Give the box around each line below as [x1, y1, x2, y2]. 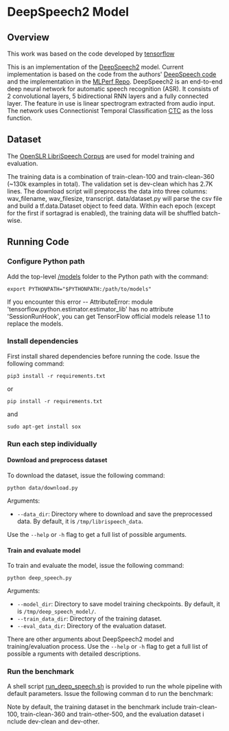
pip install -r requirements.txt [7, 398, 103, 405]
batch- [201, 208, 221, 217]
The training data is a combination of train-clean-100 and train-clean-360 [7, 172, 215, 180]
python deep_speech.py [7, 575, 72, 582]
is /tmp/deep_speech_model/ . [16, 608, 97, 616]
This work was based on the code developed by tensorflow [7, 49, 175, 58]
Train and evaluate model [7, 546, 81, 554]
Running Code [7, 236, 70, 248]
